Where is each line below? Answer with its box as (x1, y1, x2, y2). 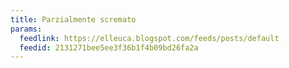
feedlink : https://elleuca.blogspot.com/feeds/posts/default (19, 33, 280, 43)
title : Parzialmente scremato (10, 14, 137, 25)
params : (10, 24, 43, 34)
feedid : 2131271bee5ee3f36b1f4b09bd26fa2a (19, 42, 199, 53)
